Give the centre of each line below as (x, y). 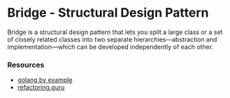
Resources (26, 65)
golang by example (45, 80)
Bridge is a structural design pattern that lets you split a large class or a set (115, 32)
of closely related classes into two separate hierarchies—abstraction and (112, 39)
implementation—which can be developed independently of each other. (110, 47)
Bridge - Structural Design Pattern (108, 13)
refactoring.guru (41, 88)
